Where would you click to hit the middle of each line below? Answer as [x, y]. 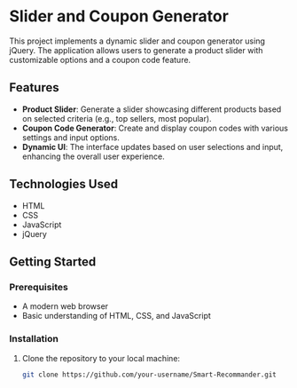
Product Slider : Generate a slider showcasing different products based [152, 109]
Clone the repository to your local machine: [101, 358]
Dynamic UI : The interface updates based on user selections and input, [152, 146]
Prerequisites [39, 287]
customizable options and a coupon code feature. [100, 59]
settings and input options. [70, 137]
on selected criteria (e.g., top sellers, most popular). [117, 118]
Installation [34, 339]
